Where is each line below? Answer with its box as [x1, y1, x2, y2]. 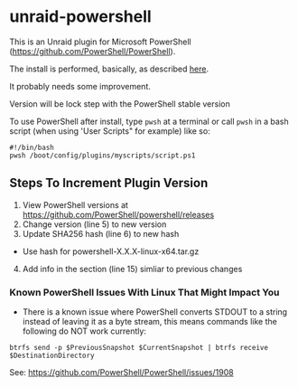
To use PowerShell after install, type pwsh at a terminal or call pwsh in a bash [9, 116, 289, 127]
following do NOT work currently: [22, 326, 147, 336]
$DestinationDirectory [9, 351, 95, 361]
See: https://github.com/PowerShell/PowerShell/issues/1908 [9, 367, 234, 378]
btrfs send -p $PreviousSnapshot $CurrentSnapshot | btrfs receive [9, 344, 269, 353]
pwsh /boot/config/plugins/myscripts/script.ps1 [9, 151, 196, 160]
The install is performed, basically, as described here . [9, 63, 210, 74]
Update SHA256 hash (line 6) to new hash [22, 228, 180, 239]
